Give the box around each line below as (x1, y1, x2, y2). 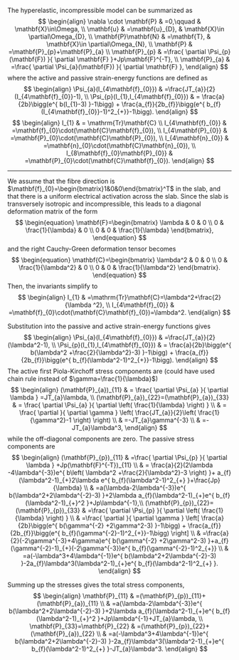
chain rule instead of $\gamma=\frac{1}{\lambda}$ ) (7, 374, 159, 383)
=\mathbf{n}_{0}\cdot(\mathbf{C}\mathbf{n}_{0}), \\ (43, 142, 196, 150)
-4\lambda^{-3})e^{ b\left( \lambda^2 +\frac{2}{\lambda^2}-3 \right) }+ (7, 468, 216, 476)
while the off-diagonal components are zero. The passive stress (7, 434, 195, 443)
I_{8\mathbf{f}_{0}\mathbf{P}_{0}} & (66, 149, 173, 157)
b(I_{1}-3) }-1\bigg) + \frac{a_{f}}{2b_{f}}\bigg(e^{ (59, 100, 205, 108)
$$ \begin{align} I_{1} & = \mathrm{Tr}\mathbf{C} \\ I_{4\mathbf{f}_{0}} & (12, 119, 227, 127)
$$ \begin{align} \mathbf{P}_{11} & (33, 592, 134, 600)
